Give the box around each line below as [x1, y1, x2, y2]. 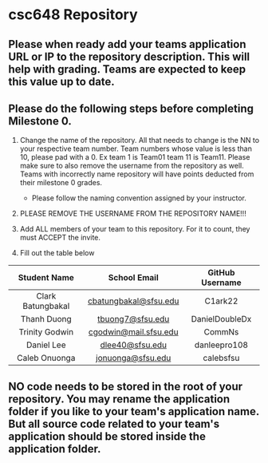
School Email [108, 272, 159, 283]
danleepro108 [194, 339, 249, 350]
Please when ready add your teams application [8, 38, 246, 51]
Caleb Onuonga [17, 353, 76, 364]
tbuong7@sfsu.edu [97, 314, 170, 325]
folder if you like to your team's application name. [8, 405, 259, 418]
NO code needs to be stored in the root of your [8, 379, 243, 393]
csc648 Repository [8, 6, 138, 24]
